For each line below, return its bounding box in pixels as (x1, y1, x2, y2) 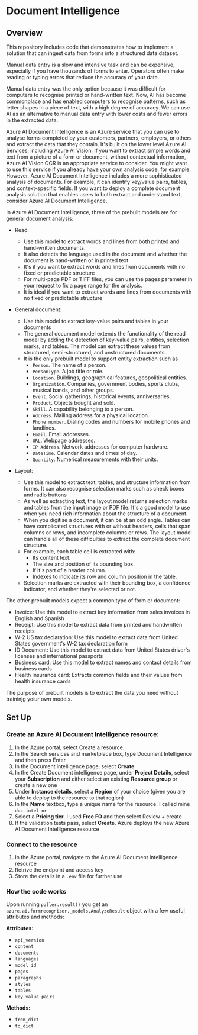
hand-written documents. (23, 244, 86, 251)
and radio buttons (23, 491, 67, 498)
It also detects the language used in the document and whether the (23, 250, 187, 257)
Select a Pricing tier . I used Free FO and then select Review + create (14, 812, 182, 820)
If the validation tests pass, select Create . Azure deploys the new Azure (14, 819, 190, 826)
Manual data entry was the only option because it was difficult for (6, 85, 166, 92)
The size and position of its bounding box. (32, 560, 135, 568)
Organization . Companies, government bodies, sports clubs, (32, 381, 180, 387)
